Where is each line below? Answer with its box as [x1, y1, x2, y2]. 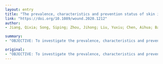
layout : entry [5, 7, 34, 12]
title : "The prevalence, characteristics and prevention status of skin [5, 12, 155, 16]
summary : [5, 34, 23, 39]
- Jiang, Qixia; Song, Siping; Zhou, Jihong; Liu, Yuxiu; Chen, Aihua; [5, 25, 153, 30]
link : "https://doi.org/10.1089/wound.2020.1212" [5, 16, 108, 21]
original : [5, 47, 25, 52]
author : [5, 20, 21, 26]
